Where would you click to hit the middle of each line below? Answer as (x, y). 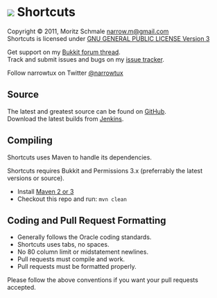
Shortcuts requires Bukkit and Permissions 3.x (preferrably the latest (105, 170)
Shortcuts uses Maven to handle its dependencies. (80, 157)
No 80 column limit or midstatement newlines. (83, 252)
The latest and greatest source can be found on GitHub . (87, 111)
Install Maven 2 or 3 (45, 191)
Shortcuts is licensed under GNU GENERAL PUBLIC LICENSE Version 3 (108, 38)
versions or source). (36, 178)
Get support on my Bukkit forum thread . (64, 52)
